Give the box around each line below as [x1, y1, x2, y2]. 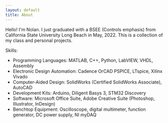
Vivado [12, 73, 28, 79]
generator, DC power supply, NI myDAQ [12, 111, 97, 118]
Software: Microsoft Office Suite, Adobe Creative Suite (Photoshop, [12, 95, 155, 101]
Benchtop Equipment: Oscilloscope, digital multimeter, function [12, 106, 146, 112]
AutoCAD [12, 84, 33, 90]
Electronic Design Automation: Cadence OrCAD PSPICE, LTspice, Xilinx [12, 68, 163, 74]
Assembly [12, 63, 34, 69]
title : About [5, 12, 33, 17]
